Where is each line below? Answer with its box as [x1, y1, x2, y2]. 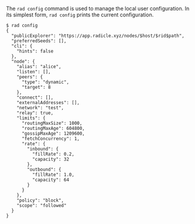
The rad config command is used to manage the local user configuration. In [6, 5, 190, 12]
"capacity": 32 [32, 156, 69, 162]
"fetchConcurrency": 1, [21, 136, 80, 142]
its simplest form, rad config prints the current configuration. [6, 11, 154, 18]
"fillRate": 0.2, [32, 151, 75, 157]
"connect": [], [16, 95, 54, 101]
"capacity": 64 [32, 177, 69, 183]
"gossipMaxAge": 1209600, [21, 131, 85, 136]
